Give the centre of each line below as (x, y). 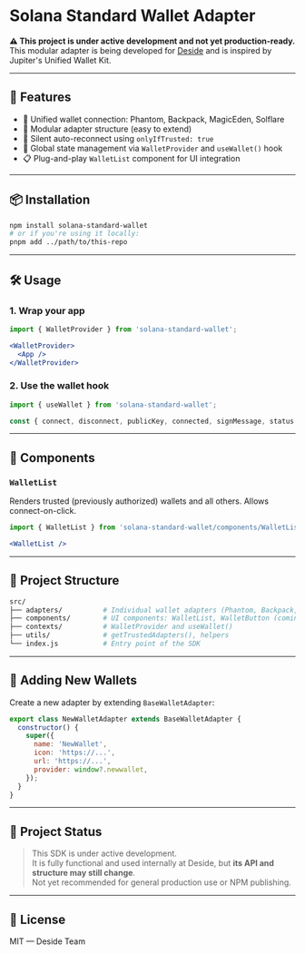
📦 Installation (50, 200)
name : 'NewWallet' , (70, 744)
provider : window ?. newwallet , (90, 769)
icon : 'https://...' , (74, 753)
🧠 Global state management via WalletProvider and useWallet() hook (152, 148)
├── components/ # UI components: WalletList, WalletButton (140, 618)
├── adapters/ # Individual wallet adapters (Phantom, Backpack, (154, 610)
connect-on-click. (43, 511)
